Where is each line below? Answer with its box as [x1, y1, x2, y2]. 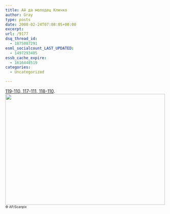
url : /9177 [5, 31, 29, 36]
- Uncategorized [10, 70, 44, 75]
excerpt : [5, 27, 24, 32]
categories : [5, 65, 31, 70]
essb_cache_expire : [5, 55, 47, 61]
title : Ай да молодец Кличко [5, 7, 67, 13]
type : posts [5, 17, 31, 22]
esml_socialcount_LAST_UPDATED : [5, 46, 74, 51]
